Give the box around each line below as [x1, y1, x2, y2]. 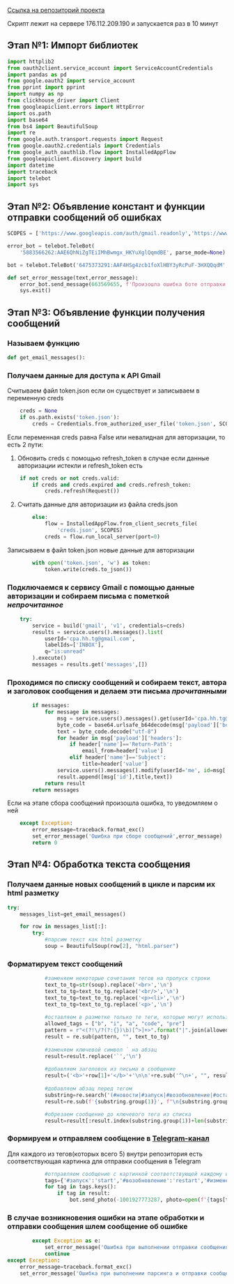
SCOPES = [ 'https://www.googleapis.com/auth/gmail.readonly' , [7, 230, 192, 237]
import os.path [7, 109, 52, 117]
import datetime [7, 162, 54, 169]
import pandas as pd [7, 71, 68, 78]
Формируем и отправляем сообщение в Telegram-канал [7, 1133, 210, 1143]
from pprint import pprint [7, 84, 86, 91]
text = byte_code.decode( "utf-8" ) [56, 728, 157, 735]
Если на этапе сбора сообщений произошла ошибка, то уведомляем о [7, 799, 218, 808]
